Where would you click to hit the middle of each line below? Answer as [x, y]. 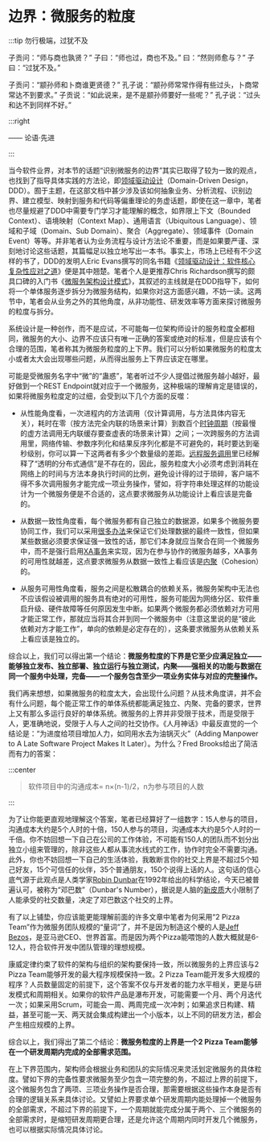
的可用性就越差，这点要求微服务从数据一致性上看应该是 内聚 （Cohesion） [139, 561]
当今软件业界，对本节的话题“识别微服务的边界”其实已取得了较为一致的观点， [135, 170]
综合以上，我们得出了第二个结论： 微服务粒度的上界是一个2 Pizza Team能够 [133, 1041]
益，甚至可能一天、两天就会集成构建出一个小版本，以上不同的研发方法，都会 [135, 1014]
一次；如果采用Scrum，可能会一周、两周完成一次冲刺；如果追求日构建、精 [132, 1004]
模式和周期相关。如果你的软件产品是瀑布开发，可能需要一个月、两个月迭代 [138, 994]
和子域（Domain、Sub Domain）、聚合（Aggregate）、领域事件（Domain [134, 230]
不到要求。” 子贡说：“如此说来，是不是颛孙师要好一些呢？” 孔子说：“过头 [141, 94]
